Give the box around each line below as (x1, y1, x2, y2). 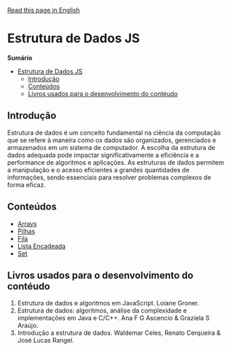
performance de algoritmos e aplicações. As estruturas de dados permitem (7, 158, 224, 167)
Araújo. (17, 322, 38, 330)
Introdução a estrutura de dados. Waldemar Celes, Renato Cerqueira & (17, 329, 221, 337)
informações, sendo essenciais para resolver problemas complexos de (7, 173, 211, 181)
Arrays (17, 219, 37, 228)
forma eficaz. (7, 180, 46, 188)
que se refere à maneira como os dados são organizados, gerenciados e (7, 136, 216, 144)
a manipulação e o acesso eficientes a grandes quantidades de (7, 165, 190, 174)
